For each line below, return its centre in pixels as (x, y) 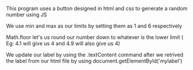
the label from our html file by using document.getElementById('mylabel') (94, 61)
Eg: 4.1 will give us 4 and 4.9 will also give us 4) (63, 43)
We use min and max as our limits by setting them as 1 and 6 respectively (94, 26)
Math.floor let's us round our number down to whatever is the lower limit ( (95, 37)
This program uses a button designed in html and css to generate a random (97, 8)
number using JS (27, 15)
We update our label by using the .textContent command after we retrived (95, 55)
